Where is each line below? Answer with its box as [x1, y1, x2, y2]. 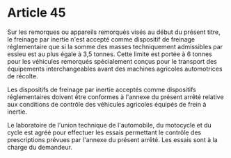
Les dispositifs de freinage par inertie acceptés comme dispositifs [7, 85, 196, 94]
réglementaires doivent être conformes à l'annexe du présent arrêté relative [7, 92, 224, 101]
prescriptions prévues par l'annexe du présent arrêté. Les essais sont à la [7, 135, 218, 143]
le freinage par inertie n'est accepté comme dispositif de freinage [7, 35, 196, 43]
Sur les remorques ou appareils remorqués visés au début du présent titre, [7, 28, 221, 36]
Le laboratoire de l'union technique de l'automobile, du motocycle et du [7, 121, 212, 129]
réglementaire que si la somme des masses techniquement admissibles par [7, 42, 223, 51]
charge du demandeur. [7, 143, 73, 151]
